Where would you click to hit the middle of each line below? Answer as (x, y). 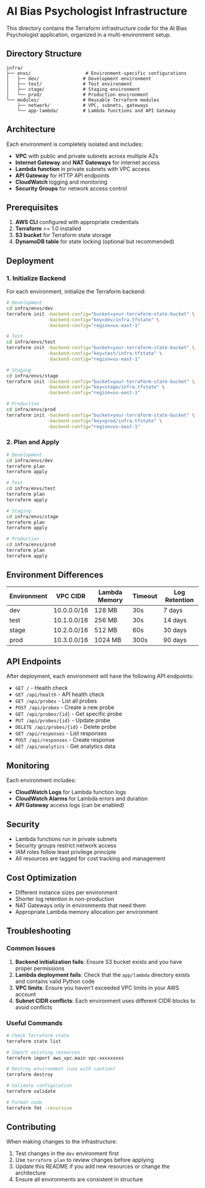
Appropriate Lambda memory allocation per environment (87, 911)
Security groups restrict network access (66, 846)
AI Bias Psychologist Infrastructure (97, 11)
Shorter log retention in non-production (65, 899)
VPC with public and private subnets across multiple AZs (87, 156)
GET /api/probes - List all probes (56, 701)
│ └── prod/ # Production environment (77, 95)
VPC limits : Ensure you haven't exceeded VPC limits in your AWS (97, 988)
